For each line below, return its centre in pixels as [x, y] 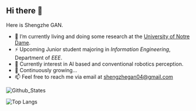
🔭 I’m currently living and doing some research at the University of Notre [102, 36]
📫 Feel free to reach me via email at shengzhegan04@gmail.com [94, 76]
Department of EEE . [38, 58]
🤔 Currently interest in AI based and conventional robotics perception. [99, 64]
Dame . [23, 42]
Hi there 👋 [24, 11]
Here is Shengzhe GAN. [35, 25]
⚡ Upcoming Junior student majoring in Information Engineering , [93, 49]
